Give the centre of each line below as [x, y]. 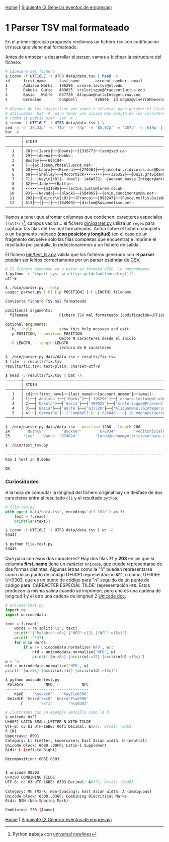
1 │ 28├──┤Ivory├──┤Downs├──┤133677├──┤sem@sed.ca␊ [70, 151]
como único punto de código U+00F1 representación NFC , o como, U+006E [83, 574]
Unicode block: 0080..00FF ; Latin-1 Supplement [56, 745]
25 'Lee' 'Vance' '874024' [41, 436]
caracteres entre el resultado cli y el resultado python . [62, 498]
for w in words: [31, 643]
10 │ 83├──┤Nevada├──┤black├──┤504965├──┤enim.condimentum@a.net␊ [83, 193]
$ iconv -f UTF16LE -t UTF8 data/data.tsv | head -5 [62, 76]
